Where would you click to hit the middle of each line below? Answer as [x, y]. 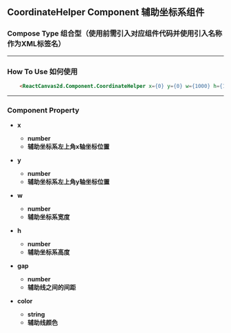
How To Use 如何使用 [42, 71]
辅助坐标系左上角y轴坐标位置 [68, 182]
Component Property [43, 110]
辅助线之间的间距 [52, 288]
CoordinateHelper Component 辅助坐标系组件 [106, 12]
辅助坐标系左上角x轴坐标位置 [68, 147]
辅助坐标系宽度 [48, 217]
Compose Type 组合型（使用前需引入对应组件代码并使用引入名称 [115, 34]
